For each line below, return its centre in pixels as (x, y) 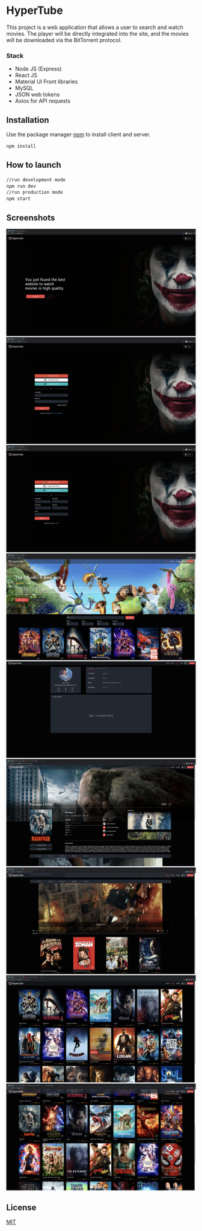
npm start (19, 199)
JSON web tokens (37, 95)
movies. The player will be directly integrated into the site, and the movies (98, 33)
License (21, 1207)
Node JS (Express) (38, 69)
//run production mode (35, 193)
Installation (28, 120)
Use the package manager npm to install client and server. (78, 135)
